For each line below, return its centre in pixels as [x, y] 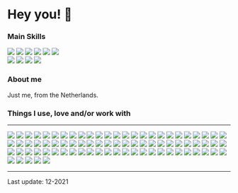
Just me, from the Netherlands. [53, 95]
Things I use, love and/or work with [69, 113]
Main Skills [27, 37]
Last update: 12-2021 [38, 182]
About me [25, 79]
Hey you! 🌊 [40, 14]
